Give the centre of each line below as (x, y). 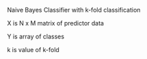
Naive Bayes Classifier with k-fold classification (74, 10)
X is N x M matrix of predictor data (56, 23)
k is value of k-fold (33, 50)
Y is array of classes (36, 36)
